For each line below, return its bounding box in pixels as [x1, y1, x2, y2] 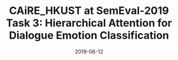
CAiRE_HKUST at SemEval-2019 [9, 4, 169, 17]
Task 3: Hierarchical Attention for [6, 16, 172, 30]
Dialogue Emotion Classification [9, 29, 169, 42]
